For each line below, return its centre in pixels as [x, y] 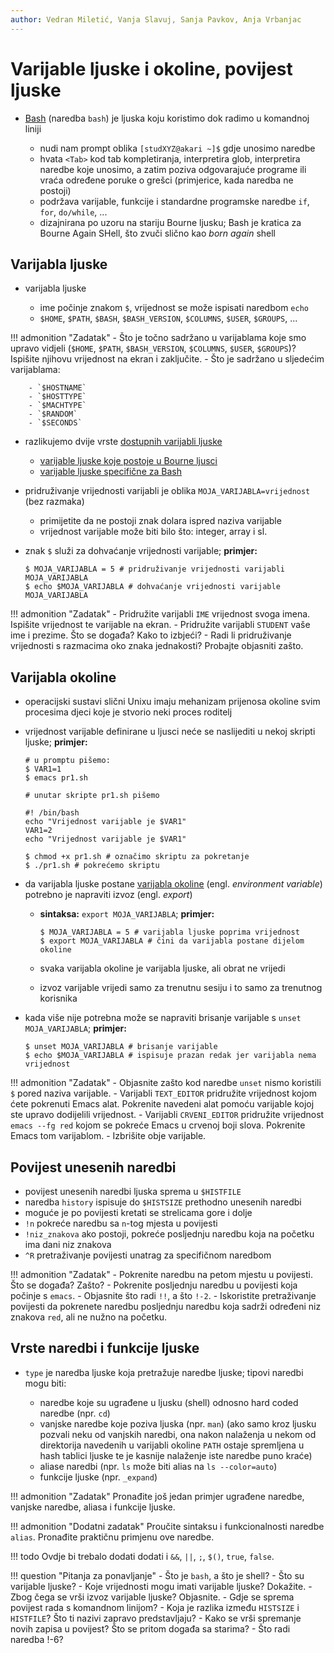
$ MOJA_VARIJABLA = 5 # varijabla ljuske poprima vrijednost [169, 932]
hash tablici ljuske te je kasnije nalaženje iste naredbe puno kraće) [176, 1455]
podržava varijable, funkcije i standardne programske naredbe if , [174, 201]
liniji [33, 128]
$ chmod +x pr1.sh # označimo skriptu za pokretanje [137, 857]
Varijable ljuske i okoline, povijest [151, 68]
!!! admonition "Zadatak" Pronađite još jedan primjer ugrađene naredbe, [157, 1496]
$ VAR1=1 [43, 769]
